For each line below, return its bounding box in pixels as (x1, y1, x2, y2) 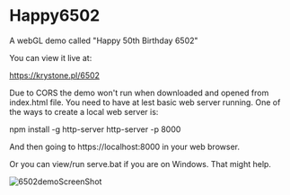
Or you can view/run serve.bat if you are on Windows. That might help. (9, 158, 272, 169)
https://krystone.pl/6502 (9, 69, 101, 81)
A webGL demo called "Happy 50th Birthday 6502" (9, 35, 199, 46)
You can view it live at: (9, 52, 92, 63)
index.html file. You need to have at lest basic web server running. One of (9, 96, 281, 108)
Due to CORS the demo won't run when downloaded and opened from (9, 87, 269, 98)
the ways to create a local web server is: (9, 106, 159, 117)
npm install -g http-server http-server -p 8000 (9, 123, 181, 135)
